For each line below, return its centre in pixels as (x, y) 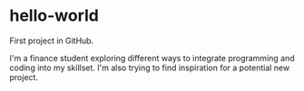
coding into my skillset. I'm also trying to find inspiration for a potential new (150, 68)
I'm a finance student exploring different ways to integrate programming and (152, 58)
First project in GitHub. (52, 41)
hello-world (54, 16)
